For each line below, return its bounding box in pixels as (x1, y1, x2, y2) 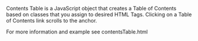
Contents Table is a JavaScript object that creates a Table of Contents (6, 5, 177, 12)
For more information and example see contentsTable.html (6, 28, 148, 35)
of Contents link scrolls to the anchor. (6, 17, 98, 24)
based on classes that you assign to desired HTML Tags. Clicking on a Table (6, 11, 192, 18)
